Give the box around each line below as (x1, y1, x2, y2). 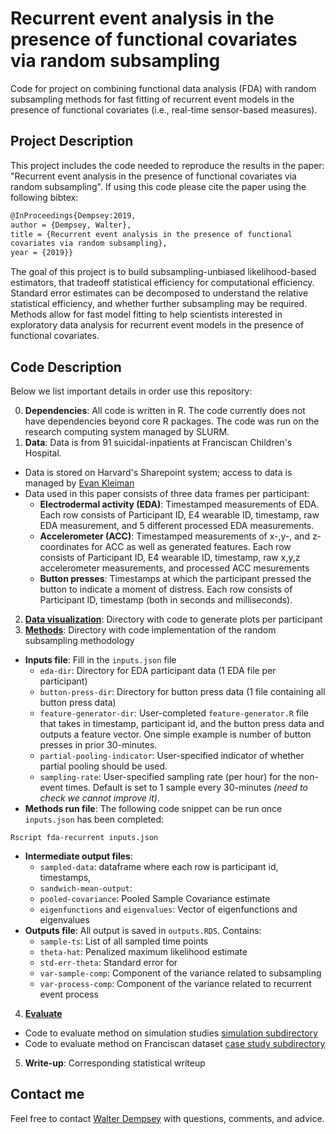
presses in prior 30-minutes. (39, 738, 158, 751)
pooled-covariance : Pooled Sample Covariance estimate (39, 892, 271, 904)
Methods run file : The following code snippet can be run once (24, 802, 283, 814)
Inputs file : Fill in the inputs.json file (24, 653, 177, 666)
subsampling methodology (24, 634, 135, 646)
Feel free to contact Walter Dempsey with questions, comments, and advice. (10, 1112, 325, 1124)
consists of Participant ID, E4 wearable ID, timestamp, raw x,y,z (39, 551, 301, 563)
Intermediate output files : (24, 850, 134, 862)
